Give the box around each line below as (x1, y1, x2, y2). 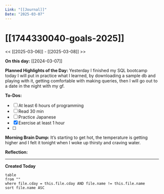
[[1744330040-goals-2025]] (5, 33, 124, 44)
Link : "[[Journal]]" (5, 7, 47, 12)
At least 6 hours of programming (18, 103, 84, 109)
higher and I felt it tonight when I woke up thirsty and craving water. (5, 140, 141, 146)
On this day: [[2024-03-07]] (5, 58, 62, 64)
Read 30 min (18, 108, 44, 115)
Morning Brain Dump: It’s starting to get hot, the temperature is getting (5, 135, 148, 140)
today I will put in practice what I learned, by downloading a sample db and (5, 73, 156, 78)
